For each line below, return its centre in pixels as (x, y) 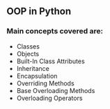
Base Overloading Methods (56, 90)
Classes (28, 46)
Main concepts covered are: (55, 31)
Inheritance (33, 68)
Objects (28, 53)
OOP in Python (39, 11)
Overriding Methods (45, 83)
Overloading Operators (49, 98)
